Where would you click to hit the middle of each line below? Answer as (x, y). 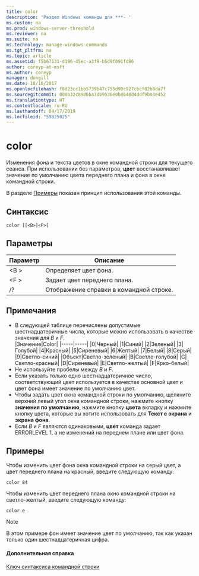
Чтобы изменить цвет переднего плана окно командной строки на (91, 493)
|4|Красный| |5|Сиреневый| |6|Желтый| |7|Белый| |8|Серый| (115, 350)
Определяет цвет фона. (79, 270)
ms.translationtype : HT (36, 100)
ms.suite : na (22, 39)
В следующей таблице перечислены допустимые (78, 325)
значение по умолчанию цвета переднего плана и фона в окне (86, 175)
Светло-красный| (37, 363)
